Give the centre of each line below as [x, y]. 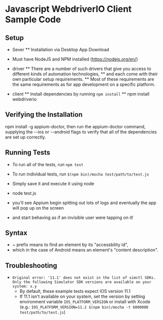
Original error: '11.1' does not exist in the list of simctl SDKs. [84, 278]
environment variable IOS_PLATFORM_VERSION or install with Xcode [85, 302]
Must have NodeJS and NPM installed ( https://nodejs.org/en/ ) [75, 59]
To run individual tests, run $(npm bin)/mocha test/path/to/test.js [81, 174]
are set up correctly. [26, 137]
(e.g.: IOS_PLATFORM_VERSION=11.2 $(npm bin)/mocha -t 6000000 [84, 307]
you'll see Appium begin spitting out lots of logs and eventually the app [84, 203]
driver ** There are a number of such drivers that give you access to [82, 69]
